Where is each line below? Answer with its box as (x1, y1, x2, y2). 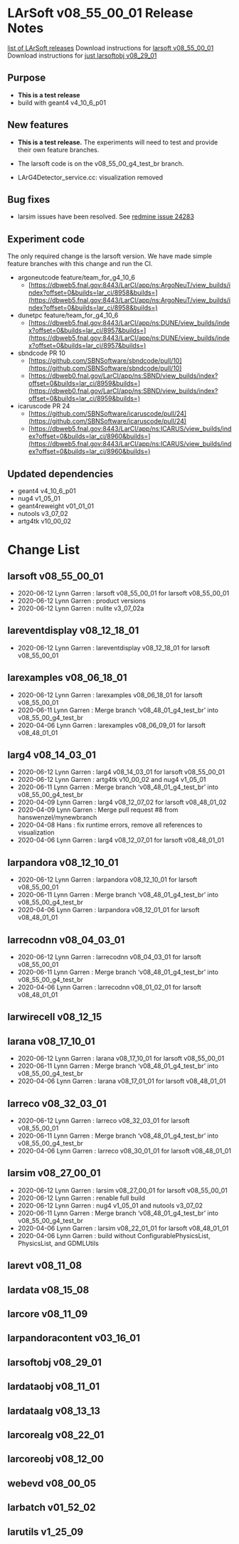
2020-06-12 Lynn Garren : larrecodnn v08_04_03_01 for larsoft (17, 953, 201, 961)
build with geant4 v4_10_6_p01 (17, 98, 107, 107)
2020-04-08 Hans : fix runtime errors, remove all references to (17, 820, 203, 830)
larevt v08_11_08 (7, 1259, 83, 1271)
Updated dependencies (7, 467, 114, 480)
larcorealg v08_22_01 (7, 1429, 105, 1442)
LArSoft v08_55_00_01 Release (7, 5, 193, 21)
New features (7, 119, 69, 131)
